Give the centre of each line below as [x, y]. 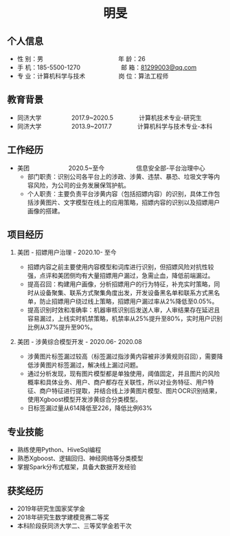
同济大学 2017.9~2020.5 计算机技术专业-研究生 [110, 118]
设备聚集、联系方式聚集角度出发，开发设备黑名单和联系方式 [124, 293]
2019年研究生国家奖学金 [51, 508]
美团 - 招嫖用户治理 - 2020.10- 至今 [67, 253]
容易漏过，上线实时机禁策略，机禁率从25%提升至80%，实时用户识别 [125, 319]
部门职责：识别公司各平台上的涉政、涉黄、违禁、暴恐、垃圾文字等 [120, 176]
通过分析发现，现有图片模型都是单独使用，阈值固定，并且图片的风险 [124, 374]
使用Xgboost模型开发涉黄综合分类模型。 [84, 400]
